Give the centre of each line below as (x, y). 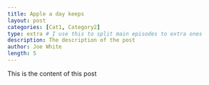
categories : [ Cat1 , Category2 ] (54, 27)
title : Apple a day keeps (46, 14)
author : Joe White (35, 47)
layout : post (27, 21)
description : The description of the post (71, 40)
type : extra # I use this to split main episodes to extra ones (105, 34)
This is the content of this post (52, 73)
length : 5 (22, 54)
